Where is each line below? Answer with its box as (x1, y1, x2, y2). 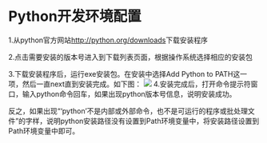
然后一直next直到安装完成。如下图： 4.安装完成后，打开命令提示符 (22, 79, 252, 89)
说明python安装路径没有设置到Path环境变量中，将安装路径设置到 (46, 116, 260, 125)
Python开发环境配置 (8, 7, 141, 26)
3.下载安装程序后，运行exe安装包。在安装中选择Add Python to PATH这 (8, 69, 241, 78)
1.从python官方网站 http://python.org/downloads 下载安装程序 (8, 35, 208, 45)
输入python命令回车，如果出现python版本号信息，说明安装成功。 (22, 89, 237, 98)
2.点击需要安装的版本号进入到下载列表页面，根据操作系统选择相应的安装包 (8, 52, 253, 62)
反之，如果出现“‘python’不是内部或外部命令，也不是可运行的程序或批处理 (8, 105, 249, 116)
